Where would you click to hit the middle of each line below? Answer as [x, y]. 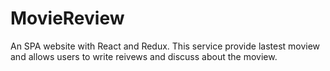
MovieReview [67, 18]
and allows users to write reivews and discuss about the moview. [144, 56]
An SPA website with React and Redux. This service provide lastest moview [165, 46]
